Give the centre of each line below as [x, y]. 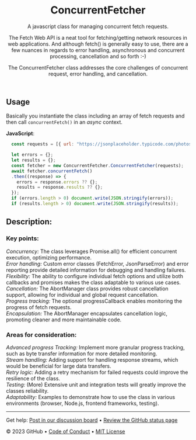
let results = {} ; [34, 160]
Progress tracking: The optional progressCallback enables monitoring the [94, 301]
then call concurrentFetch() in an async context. [64, 122]
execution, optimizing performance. [49, 257]
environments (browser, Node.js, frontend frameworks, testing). [83, 403]
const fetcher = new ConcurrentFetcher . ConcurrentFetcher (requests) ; [97, 165]
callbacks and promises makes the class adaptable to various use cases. [93, 282]
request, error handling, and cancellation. [98, 74]
